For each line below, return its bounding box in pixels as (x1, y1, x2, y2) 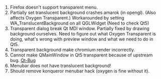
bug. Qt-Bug (10, 57, 36, 63)
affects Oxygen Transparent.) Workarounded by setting (10, 15, 124, 20)
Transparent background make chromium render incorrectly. (10, 47, 135, 52)
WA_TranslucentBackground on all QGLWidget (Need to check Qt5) (10, 20, 149, 26)
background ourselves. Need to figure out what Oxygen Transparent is (10, 31, 156, 36)
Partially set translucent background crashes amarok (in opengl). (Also (10, 9, 156, 15)
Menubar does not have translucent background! (10, 62, 111, 68)
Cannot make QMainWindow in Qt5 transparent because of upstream (10, 52, 153, 58)
